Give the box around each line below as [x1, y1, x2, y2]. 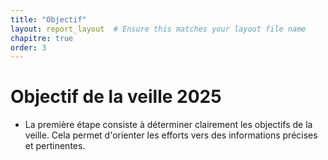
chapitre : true [10, 33, 74, 43]
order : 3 [10, 42, 47, 53]
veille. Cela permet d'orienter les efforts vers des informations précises [24, 129, 318, 141]
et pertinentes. [24, 140, 86, 152]
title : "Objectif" [10, 14, 87, 25]
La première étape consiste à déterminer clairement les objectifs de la [24, 119, 313, 131]
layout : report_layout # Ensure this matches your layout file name [10, 24, 307, 34]
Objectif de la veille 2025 [10, 86, 222, 108]
